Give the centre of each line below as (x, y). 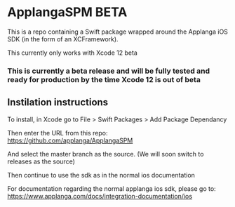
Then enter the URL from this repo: (58, 133)
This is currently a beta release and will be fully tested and (109, 71)
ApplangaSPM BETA (67, 12)
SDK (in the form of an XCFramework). (63, 39)
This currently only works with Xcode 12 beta (73, 53)
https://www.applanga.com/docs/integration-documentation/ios (100, 196)
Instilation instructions (58, 102)
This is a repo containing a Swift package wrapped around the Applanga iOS (117, 32)
